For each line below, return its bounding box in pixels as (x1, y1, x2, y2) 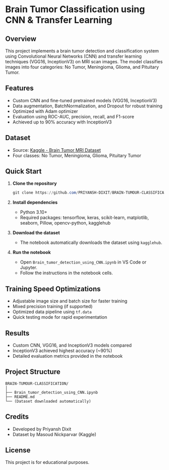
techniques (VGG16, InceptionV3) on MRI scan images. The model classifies (5, 59, 163, 64)
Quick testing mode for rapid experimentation (12, 314, 107, 320)
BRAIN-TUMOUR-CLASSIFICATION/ (5, 381, 69, 386)
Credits (5, 412, 29, 421)
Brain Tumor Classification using (5, 4, 145, 15)
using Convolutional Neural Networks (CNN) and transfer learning (5, 53, 142, 59)
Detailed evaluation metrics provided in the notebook (12, 353, 123, 359)
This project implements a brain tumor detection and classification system (5, 48, 159, 54)
